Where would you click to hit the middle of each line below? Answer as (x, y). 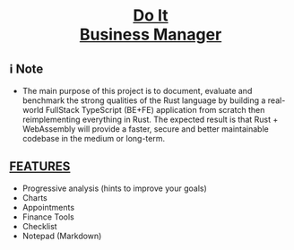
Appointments (48, 207)
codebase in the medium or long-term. (94, 138)
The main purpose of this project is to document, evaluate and (137, 91)
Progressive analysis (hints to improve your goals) (115, 188)
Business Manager (151, 34)
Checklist (39, 226)
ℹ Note (26, 69)
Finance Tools (48, 217)
